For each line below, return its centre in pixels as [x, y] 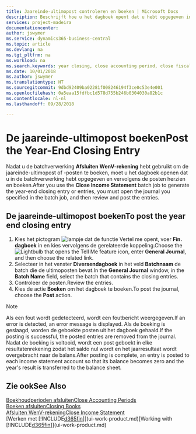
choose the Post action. [43, 295]
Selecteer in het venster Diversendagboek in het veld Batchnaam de [97, 264]
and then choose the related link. [54, 258]
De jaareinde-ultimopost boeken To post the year [96, 216]
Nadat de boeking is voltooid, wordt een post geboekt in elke [79, 343]
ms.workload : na [26, 60]
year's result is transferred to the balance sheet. [64, 368]
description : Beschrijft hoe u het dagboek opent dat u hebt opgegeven [95, 17]
